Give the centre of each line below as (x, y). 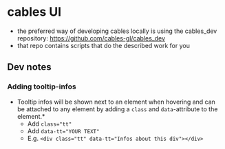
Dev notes (29, 67)
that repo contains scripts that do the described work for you (104, 45)
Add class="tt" (50, 124)
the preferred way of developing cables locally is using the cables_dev (117, 31)
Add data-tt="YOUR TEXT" (63, 130)
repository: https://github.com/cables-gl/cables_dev (91, 38)
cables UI (34, 12)
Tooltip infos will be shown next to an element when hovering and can (116, 102)
